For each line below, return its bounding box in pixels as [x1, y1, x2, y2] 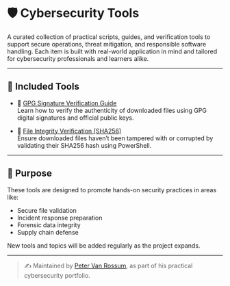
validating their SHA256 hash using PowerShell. [16, 141, 152, 149]
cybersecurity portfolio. [23, 271, 90, 279]
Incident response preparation [16, 213, 103, 222]
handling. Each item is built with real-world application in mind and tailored [7, 47, 218, 55]
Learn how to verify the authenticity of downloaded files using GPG [16, 106, 207, 114]
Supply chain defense [16, 228, 79, 236]
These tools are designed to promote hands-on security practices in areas [7, 185, 217, 194]
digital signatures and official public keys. [16, 114, 134, 122]
